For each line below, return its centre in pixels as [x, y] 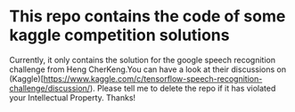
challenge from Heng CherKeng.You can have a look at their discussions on [148, 69]
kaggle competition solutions [119, 35]
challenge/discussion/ [50, 88]
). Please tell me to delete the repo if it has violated [183, 88]
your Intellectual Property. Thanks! [73, 97]
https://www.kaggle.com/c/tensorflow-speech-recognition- [153, 78]
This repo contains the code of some [147, 16]
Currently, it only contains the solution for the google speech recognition [143, 60]
